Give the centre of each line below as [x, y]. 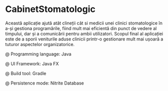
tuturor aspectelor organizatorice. [40, 44]
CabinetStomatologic [50, 9]
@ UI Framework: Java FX [32, 63]
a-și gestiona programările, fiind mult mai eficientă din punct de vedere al [81, 28]
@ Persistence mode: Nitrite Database [45, 83]
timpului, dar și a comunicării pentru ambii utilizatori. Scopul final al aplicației [84, 33]
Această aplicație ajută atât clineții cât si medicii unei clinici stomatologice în [84, 23]
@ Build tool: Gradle [26, 73]
